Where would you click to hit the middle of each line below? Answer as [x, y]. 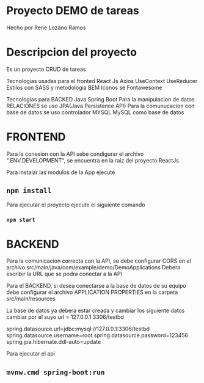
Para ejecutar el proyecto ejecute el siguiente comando [76, 205]
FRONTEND [36, 137]
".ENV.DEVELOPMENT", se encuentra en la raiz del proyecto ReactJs [93, 160]
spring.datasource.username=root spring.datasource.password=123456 [97, 335]
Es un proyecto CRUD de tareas [46, 69]
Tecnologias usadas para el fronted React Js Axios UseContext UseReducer [102, 81]
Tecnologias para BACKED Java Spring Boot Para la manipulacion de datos [100, 99]
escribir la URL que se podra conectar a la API [64, 274]
